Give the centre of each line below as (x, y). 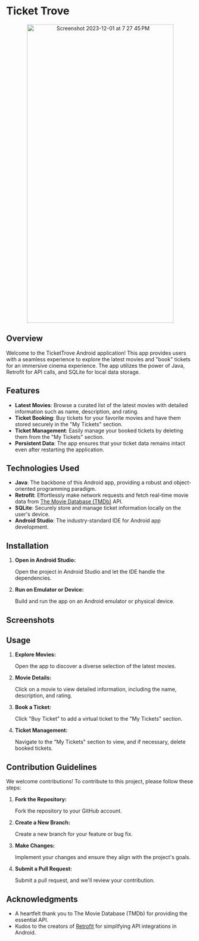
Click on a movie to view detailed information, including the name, (96, 689)
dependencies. (33, 578)
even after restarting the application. (59, 450)
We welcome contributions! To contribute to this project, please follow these (100, 782)
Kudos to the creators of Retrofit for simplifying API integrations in (96, 926)
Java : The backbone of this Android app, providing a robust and (94, 482)
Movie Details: (33, 678)
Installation (27, 545)
